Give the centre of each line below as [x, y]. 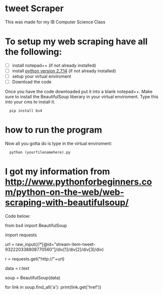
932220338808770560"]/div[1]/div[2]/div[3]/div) [54, 249]
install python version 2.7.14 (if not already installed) [64, 70]
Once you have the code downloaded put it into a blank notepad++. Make [79, 92]
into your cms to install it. [30, 102]
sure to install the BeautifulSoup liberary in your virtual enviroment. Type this [82, 97]
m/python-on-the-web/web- [65, 192]
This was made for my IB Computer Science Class [55, 22]
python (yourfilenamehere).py [40, 153]
